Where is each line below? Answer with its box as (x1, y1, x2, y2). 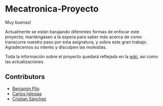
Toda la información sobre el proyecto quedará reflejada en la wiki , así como (5, 53, 158, 59)
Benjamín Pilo (12, 86, 40, 91)
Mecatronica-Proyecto (5, 3, 99, 15)
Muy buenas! (5, 19, 32, 25)
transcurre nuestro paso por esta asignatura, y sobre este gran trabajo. (5, 39, 147, 45)
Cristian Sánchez (12, 96, 47, 102)
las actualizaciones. (5, 59, 45, 64)
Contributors (5, 73, 45, 81)
